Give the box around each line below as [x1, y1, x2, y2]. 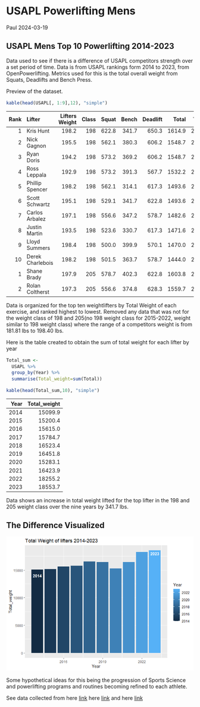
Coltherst [26, 288, 49, 296]
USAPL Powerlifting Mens [6, 4, 136, 18]
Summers [26, 245, 51, 252]
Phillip [26, 180, 42, 187]
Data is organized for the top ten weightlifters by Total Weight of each [6, 301, 177, 308]
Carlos [26, 209, 43, 216]
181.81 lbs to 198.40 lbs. [6, 327, 64, 334]
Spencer [26, 186, 48, 193]
